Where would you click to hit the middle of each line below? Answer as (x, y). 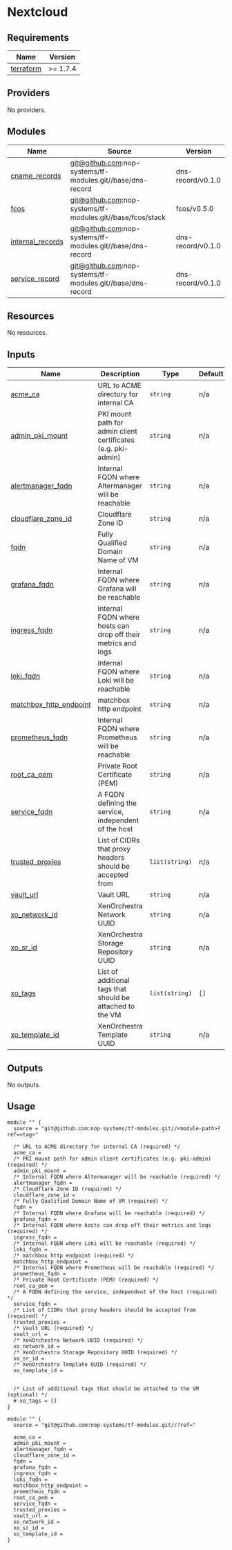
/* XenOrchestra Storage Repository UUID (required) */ (95, 1352)
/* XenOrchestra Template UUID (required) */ (80, 1364)
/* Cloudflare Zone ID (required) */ (68, 1189)
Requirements (38, 38)
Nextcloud (38, 12)
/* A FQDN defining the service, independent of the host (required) (115, 1292)
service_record (35, 279)
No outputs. (24, 1085)
